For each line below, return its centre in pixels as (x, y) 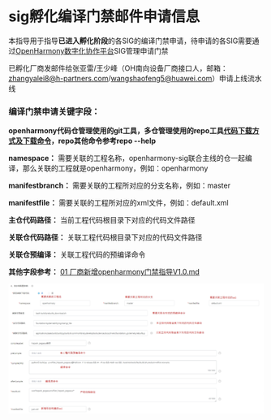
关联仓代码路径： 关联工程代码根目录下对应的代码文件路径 (105, 237)
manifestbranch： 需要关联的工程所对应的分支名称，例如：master (120, 186)
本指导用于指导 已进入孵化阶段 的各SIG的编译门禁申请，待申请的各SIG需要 (131, 41)
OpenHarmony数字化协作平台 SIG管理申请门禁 (92, 50)
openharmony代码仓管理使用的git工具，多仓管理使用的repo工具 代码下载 (131, 131)
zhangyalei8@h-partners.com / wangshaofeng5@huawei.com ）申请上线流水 (135, 78)
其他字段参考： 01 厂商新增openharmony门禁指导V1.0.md (104, 272)
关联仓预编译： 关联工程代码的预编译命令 (77, 255)
